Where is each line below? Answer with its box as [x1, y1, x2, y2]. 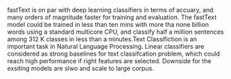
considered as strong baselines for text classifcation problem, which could [7, 49, 221, 58]
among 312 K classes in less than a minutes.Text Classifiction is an [7, 35, 198, 43]
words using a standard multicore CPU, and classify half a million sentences [7, 27, 224, 36]
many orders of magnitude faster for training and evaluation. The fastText [7, 13, 217, 21]
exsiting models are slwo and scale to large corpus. [7, 65, 154, 72]
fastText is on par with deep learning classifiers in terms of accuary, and [7, 6, 214, 14]
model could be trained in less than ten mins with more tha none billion [7, 21, 209, 28]
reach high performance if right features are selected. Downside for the [7, 57, 212, 65]
